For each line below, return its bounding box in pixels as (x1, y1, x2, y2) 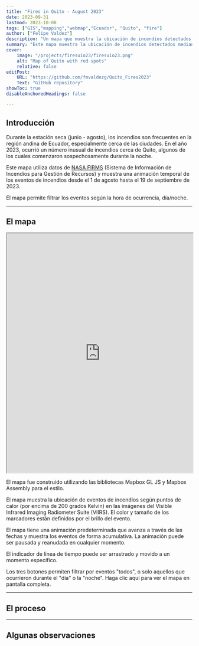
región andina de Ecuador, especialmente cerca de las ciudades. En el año (6, 140, 187, 147)
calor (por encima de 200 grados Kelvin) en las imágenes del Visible (6, 503, 172, 510)
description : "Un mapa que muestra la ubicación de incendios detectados (6, 36, 192, 42)
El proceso (6, 603, 46, 614)
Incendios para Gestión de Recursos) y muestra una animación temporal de (6, 170, 190, 177)
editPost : (6, 69, 31, 75)
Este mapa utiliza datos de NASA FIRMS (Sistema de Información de (6, 163, 172, 171)
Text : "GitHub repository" (17, 80, 83, 86)
